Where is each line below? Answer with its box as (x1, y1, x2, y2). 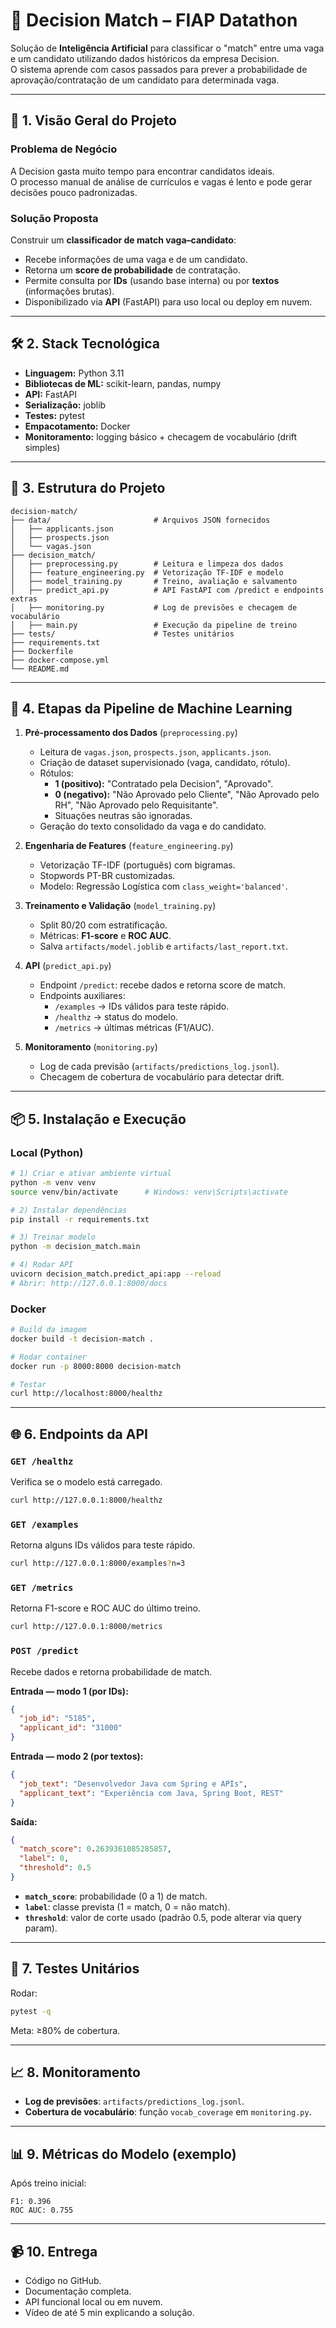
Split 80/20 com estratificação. (39, 919, 168, 931)
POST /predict (10, 1645, 79, 1657)
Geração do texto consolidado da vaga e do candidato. (39, 820, 267, 833)
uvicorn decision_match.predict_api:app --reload (10, 1269, 222, 1279)
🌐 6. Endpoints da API (10, 1425, 148, 1443)
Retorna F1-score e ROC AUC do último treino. (10, 1602, 201, 1614)
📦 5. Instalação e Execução (10, 1110, 187, 1128)
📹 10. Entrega (10, 2243, 98, 2260)
